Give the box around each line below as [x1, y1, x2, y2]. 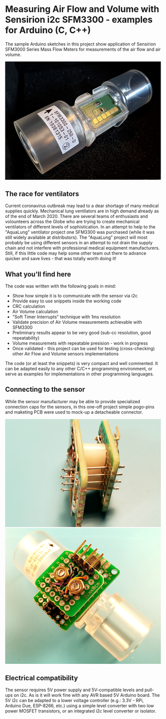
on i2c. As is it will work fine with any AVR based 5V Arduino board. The [14, 692, 160, 698]
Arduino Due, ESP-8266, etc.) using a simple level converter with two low [5, 703, 154, 709]
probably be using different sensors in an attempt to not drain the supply [5, 240, 153, 246]
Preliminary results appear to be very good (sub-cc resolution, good [12, 330, 151, 336]
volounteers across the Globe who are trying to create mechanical [5, 218, 140, 224]
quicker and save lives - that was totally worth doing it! [5, 256, 117, 262]
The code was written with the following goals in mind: [5, 283, 116, 289]
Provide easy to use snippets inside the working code [12, 298, 122, 304]
